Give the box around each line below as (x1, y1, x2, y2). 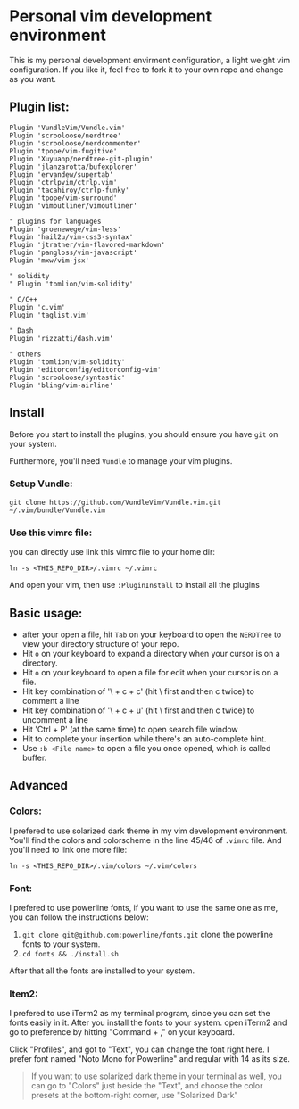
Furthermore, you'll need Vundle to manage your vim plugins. (9, 455, 233, 466)
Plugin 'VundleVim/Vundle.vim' (9, 123, 126, 132)
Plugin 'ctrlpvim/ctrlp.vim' (9, 178, 118, 186)
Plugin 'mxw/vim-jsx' (9, 256, 90, 265)
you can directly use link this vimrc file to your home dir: (9, 547, 216, 558)
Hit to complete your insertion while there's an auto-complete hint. (21, 733, 267, 744)
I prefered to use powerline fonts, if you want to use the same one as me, (9, 902, 278, 913)
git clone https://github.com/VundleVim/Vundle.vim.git (9, 498, 221, 507)
